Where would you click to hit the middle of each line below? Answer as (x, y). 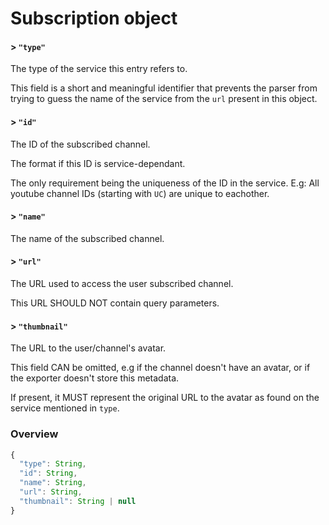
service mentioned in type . (65, 408)
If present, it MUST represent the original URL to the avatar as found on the (165, 398)
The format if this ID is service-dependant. (98, 163)
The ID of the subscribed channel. (80, 144)
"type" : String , (53, 464)
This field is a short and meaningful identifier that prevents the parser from (164, 88)
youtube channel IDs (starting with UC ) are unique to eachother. (140, 193)
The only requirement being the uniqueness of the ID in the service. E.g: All (165, 183)
